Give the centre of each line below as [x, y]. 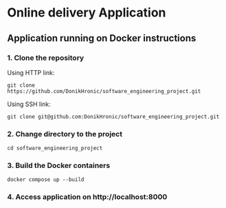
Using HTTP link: [31, 72]
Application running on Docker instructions [102, 38]
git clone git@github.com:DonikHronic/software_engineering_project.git [113, 116]
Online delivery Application [87, 13]
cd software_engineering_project [55, 148]
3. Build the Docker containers [59, 165]
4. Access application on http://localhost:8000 [87, 197]
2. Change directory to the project [65, 134]
